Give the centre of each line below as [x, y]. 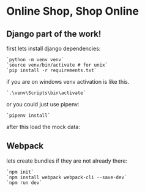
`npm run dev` [24, 183]
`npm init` [20, 172]
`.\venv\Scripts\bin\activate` [46, 93]
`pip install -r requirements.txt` [52, 70]
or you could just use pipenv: [43, 104]
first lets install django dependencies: [54, 48]
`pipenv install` [28, 116]
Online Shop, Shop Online [73, 11]
